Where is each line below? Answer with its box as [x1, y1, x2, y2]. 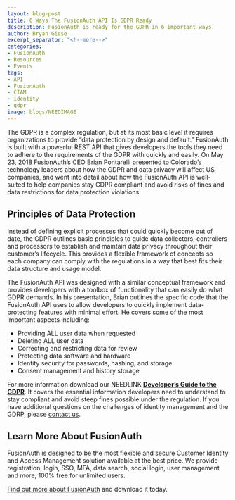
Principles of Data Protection [7, 208, 135, 220]
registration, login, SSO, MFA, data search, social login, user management [7, 464, 220, 473]
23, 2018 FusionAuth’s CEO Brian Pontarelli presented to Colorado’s [7, 158, 202, 166]
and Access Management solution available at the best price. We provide [7, 456, 219, 465]
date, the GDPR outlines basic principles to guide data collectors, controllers [7, 234, 228, 243]
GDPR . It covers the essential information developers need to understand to [7, 387, 226, 396]
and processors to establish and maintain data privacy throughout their [7, 242, 213, 250]
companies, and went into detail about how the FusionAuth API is [7, 173, 195, 181]
